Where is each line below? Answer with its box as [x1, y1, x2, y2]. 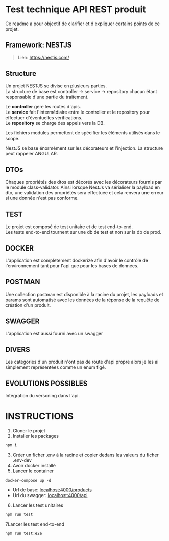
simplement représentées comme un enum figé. [5, 364, 106, 370]
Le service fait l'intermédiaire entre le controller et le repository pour [5, 109, 150, 115]
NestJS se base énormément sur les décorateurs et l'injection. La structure [5, 145, 163, 151]
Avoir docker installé [12, 463, 56, 469]
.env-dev [12, 457, 32, 463]
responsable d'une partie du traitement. [5, 94, 89, 100]
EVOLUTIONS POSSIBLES [5, 379, 88, 388]
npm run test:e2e [5, 531, 42, 536]
